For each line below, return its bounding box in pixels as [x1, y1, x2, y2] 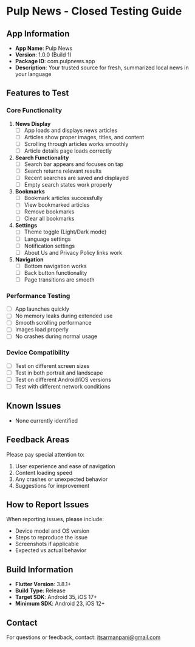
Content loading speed [15, 469, 73, 476]
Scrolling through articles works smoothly [24, 140, 129, 147]
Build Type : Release [15, 587, 66, 594]
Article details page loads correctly [24, 147, 112, 154]
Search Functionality [15, 154, 69, 161]
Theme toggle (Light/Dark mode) [24, 228, 107, 235]
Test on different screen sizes [15, 362, 90, 369]
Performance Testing [6, 291, 70, 300]
